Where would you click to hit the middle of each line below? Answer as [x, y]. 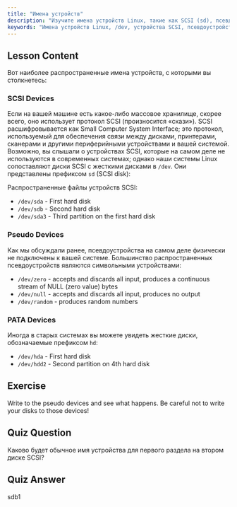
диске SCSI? [26, 458]
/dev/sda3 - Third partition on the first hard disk [86, 216]
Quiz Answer [36, 480]
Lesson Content [43, 56]
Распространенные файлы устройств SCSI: [72, 187]
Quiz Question [39, 433]
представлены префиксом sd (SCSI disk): [69, 174]
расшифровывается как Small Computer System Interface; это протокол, [115, 129]
